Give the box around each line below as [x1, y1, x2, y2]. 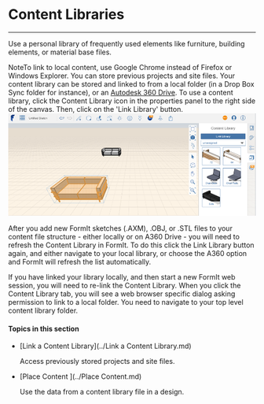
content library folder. [8, 306, 79, 316]
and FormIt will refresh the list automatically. [8, 258, 152, 267]
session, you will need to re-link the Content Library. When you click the [8, 281, 241, 291]
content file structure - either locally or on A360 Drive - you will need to [8, 232, 240, 242]
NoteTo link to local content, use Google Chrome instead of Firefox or [8, 62, 233, 72]
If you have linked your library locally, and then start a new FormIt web [8, 272, 236, 282]
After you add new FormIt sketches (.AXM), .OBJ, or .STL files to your [8, 224, 233, 233]
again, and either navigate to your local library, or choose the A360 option [8, 249, 247, 258]
